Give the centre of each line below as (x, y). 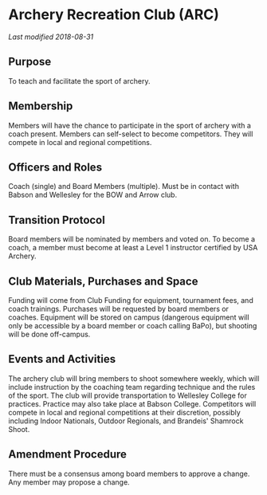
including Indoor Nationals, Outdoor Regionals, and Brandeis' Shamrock (126, 421)
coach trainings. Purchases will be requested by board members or (119, 309)
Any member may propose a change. (69, 482)
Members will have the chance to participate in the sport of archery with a (130, 125)
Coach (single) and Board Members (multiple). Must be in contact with (124, 187)
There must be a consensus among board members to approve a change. (129, 473)
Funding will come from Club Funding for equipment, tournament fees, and (131, 300)
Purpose (30, 62)
